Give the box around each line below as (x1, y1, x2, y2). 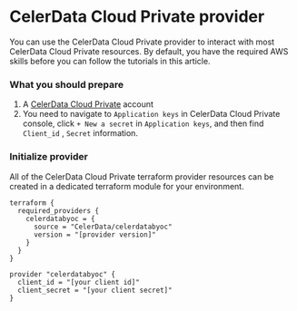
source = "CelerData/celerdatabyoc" (33, 222, 173, 231)
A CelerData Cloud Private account (22, 99, 154, 110)
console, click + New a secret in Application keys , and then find (22, 118, 264, 129)
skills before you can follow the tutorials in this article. (9, 55, 211, 66)
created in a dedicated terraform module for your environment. (9, 180, 244, 191)
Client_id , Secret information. (22, 128, 139, 139)
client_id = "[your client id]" (17, 277, 141, 287)
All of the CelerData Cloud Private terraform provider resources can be (9, 170, 274, 182)
